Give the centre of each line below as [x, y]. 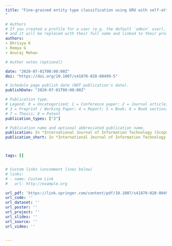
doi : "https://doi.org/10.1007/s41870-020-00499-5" [61, 76]
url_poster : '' [21, 207]
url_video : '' [20, 226]
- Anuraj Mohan [21, 53]
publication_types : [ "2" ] [33, 119]
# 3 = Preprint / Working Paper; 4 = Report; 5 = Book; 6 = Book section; [87, 109]
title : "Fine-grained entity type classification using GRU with [76, 10]
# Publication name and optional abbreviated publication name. [75, 128]
